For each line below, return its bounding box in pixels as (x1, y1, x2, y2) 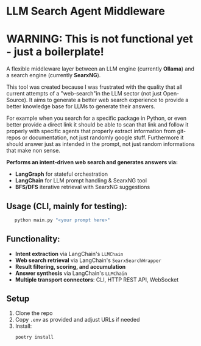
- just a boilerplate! (6, 45, 105, 59)
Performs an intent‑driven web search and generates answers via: (6, 159, 178, 166)
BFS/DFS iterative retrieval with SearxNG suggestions (15, 184, 150, 191)
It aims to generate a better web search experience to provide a (29, 96, 189, 104)
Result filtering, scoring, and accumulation (15, 263, 126, 270)
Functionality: (6, 234, 60, 244)
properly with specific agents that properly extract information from (6, 128, 176, 135)
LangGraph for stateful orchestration (15, 170, 108, 178)
